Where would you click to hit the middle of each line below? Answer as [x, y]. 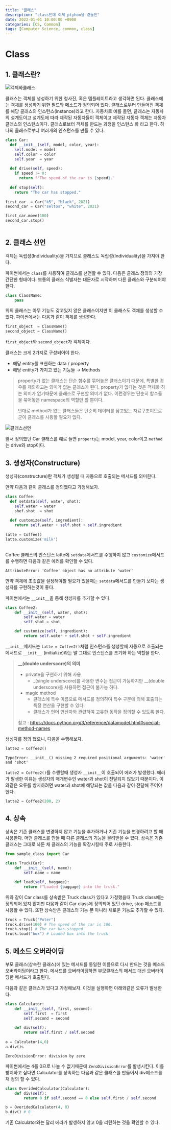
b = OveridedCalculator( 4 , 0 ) [38, 1107]
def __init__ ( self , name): [43, 868]
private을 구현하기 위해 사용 [53, 674]
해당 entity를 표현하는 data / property [51, 364]
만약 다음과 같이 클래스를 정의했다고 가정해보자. [52, 487]
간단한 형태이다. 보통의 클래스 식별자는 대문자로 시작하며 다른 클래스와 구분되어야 [86, 279]
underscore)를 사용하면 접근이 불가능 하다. [76, 687]
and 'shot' [17, 762]
